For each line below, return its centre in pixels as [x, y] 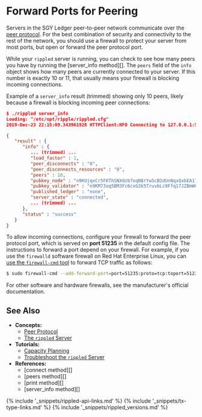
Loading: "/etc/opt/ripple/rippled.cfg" [58, 119]
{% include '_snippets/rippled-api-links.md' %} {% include [79, 401]
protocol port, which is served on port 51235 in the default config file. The [98, 243]
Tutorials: [27, 345]
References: [31, 364]
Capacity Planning [47, 351]
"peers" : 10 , [48, 175]
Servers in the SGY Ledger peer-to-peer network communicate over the [95, 28]
